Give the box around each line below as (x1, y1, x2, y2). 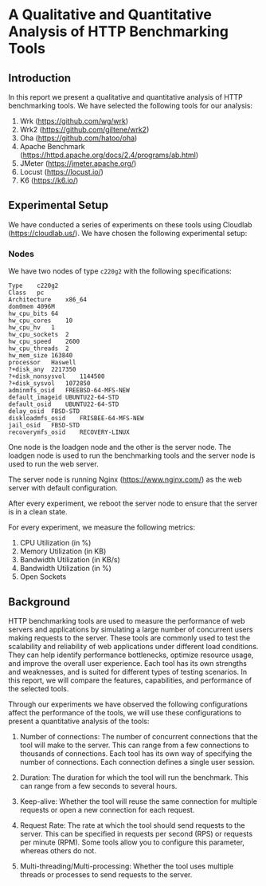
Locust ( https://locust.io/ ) (19, 167, 104, 176)
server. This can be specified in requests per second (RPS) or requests (19, 829, 253, 838)
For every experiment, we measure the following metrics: (8, 522, 195, 532)
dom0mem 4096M (8, 303, 56, 311)
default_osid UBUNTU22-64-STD (8, 400, 119, 408)
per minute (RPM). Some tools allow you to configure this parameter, (19, 837, 245, 847)
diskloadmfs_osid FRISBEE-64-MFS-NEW (8, 415, 145, 423)
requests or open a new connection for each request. (19, 805, 195, 814)
